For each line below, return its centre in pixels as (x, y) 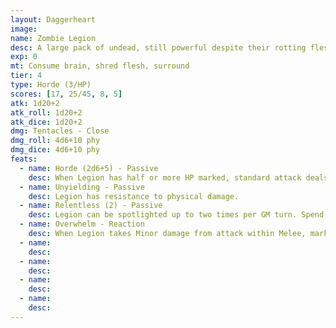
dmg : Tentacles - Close (60, 131)
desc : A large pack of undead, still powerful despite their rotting (158, 47)
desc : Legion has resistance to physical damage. (134, 196)
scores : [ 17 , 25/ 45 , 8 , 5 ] (66, 94)
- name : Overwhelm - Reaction (82, 224)
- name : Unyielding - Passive (82, 187)
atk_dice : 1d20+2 (46, 122)
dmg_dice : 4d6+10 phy (55, 150)
